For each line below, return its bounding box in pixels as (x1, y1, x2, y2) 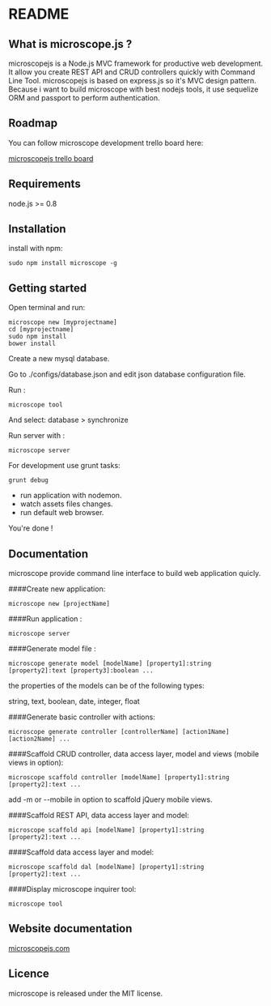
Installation (8, 222, 66, 236)
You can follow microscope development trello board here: (8, 138, 204, 147)
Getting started (8, 281, 87, 295)
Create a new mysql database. (8, 354, 110, 364)
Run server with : (8, 431, 66, 441)
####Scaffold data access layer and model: (8, 847, 155, 857)
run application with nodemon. (19, 491, 122, 501)
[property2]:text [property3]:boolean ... (8, 667, 154, 675)
